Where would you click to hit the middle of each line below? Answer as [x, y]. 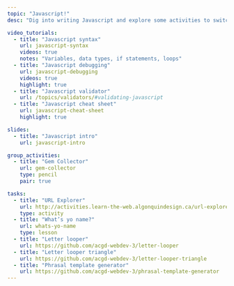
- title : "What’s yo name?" [54, 220]
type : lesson [39, 233]
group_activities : [34, 155]
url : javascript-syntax [54, 46]
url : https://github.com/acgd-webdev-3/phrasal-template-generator [119, 272]
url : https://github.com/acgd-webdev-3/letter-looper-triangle [114, 259]
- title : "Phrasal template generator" [71, 265]
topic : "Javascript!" [39, 14]
